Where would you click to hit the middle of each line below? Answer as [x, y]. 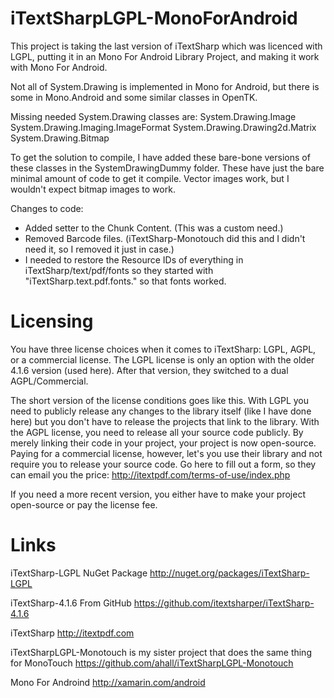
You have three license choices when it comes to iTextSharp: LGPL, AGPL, [163, 349]
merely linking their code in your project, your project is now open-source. [163, 443]
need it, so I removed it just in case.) [99, 249]
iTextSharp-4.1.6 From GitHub [71, 603]
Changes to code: [47, 208]
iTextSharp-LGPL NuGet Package [79, 573]
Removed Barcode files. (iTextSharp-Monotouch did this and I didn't [165, 238]
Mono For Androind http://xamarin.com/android [108, 682]
